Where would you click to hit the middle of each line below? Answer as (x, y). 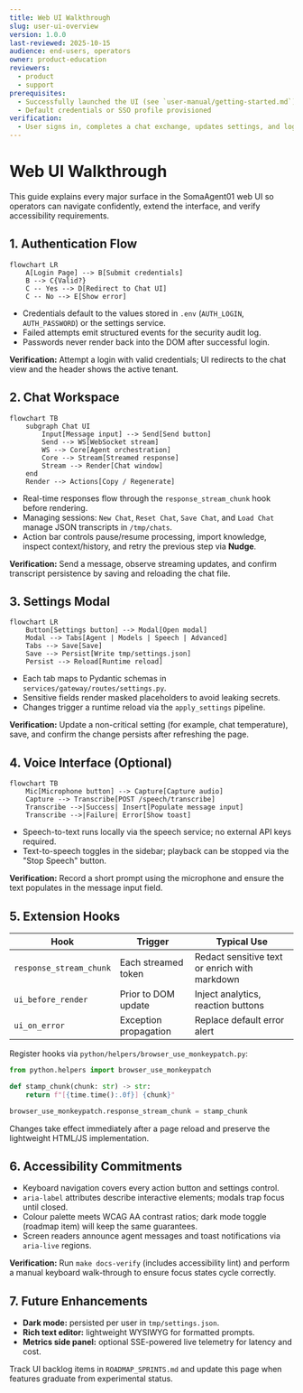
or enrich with (224, 968)
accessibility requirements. (60, 215)
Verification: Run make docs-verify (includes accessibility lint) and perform (150, 1263)
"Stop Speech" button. (64, 861)
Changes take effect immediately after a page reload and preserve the (140, 1128)
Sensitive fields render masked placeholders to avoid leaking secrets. (151, 698)
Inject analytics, (228, 994)
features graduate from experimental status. (91, 1379)
